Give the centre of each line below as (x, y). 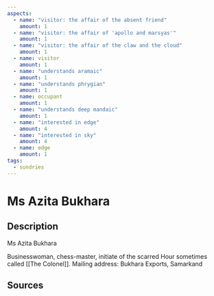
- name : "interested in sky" (55, 135)
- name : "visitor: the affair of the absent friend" (90, 20)
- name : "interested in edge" (56, 122)
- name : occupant (38, 97)
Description (33, 227)
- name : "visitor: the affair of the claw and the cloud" (98, 45)
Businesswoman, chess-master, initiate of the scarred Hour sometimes (107, 256)
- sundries (29, 167)
